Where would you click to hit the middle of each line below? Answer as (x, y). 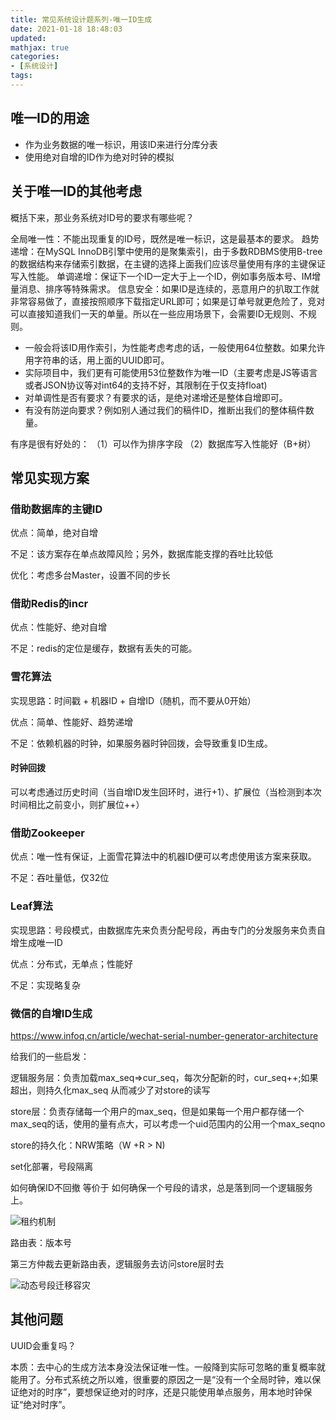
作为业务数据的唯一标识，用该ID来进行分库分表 (121, 144)
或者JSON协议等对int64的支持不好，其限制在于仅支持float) (146, 385)
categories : (35, 57)
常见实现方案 (50, 477)
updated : (28, 38)
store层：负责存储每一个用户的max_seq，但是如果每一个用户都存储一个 (157, 1111)
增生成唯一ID (36, 942)
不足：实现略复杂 (45, 985)
